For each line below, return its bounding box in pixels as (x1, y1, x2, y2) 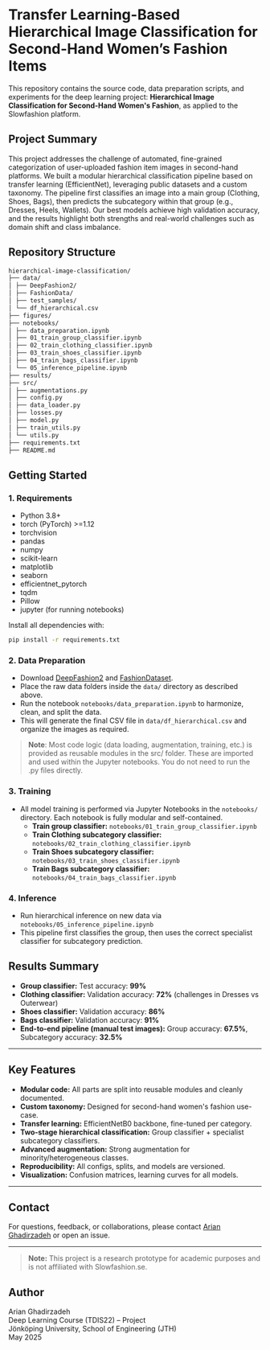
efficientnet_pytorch (19, 579, 87, 589)
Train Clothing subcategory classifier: (31, 830, 162, 839)
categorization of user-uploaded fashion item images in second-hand (8, 162, 239, 172)
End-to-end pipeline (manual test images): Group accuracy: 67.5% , (19, 1024, 248, 1033)
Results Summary (8, 959, 100, 974)
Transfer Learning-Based (8, 6, 181, 24)
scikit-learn (19, 553, 58, 564)
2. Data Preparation (8, 654, 86, 666)
